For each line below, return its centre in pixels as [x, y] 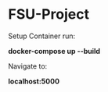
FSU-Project [49, 14]
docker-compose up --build [54, 51]
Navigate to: [28, 66]
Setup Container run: [42, 36]
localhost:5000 [34, 81]
